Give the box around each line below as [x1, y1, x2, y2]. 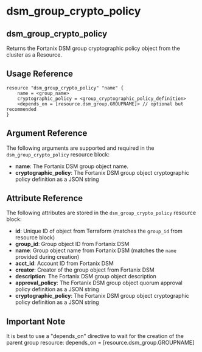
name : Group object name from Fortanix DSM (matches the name [15, 247, 176, 254]
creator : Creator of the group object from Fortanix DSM [15, 266, 155, 273]
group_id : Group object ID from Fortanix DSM [15, 241, 130, 248]
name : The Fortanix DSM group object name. [15, 163, 129, 170]
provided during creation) [15, 253, 80, 261]
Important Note [6, 316, 66, 326]
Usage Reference [6, 69, 74, 79]
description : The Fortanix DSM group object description [15, 273, 157, 280]
